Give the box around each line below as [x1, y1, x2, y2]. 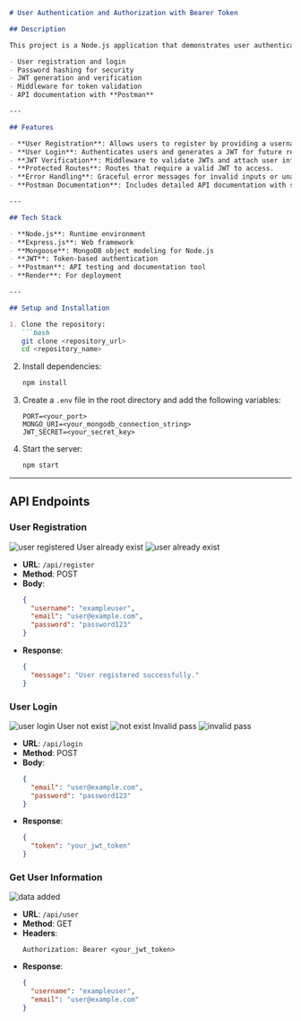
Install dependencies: [21, 361, 102, 372]
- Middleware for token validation [9, 82, 142, 92]
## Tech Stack [9, 213, 63, 222]
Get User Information [9, 871, 103, 884]
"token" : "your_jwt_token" [30, 841, 132, 850]
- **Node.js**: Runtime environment [9, 229, 146, 238]
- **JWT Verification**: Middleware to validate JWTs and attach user [9, 155, 279, 165]
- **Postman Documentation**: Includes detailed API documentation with [9, 180, 287, 190]
